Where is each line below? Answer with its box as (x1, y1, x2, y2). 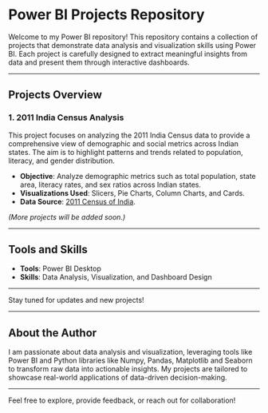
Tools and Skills (8, 243, 88, 256)
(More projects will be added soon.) (8, 212, 126, 221)
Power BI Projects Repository (8, 6, 205, 24)
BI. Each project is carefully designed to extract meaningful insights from (8, 49, 247, 58)
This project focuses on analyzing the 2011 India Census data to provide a (8, 130, 250, 140)
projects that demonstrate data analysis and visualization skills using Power (8, 40, 257, 50)
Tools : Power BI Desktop (19, 264, 102, 273)
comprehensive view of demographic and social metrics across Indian (8, 138, 239, 149)
